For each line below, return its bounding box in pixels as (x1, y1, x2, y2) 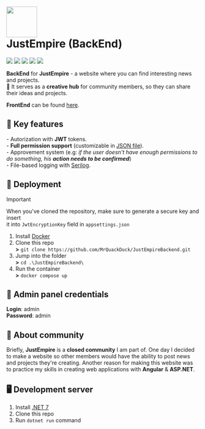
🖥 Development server (6, 384, 94, 395)
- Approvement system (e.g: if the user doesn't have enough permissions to (6, 148, 198, 156)
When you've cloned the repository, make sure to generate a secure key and (6, 207, 199, 215)
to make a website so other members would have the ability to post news (6, 353, 191, 360)
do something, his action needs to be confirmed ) (6, 155, 132, 162)
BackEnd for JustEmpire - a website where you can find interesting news (6, 69, 192, 77)
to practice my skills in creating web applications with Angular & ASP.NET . (6, 366, 195, 373)
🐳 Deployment (6, 179, 61, 190)
